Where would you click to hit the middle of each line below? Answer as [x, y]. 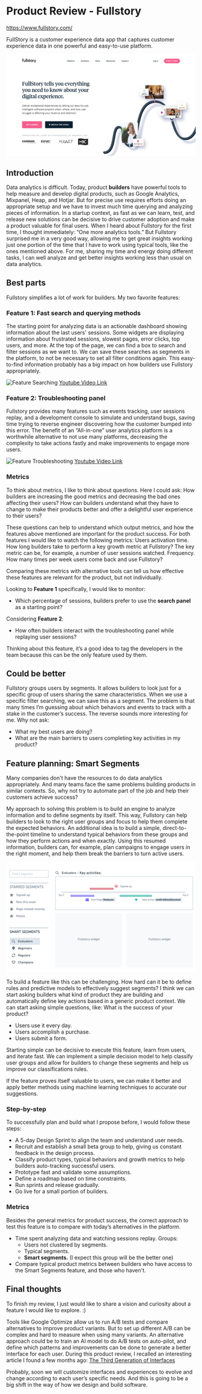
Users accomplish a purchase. [53, 1032]
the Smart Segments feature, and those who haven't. [80, 1270]
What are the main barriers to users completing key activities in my [98, 738]
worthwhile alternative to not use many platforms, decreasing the [87, 437]
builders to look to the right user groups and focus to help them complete [97, 822]
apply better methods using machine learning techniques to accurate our [96, 1087]
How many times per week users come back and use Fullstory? [85, 559]
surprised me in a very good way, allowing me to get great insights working [99, 238]
